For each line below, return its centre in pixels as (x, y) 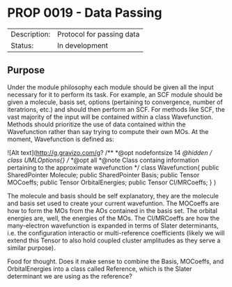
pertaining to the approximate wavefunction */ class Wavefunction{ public (113, 167)
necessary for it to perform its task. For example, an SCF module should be (115, 94)
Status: (22, 45)
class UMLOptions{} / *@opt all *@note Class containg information (103, 160)
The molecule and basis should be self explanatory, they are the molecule (113, 196)
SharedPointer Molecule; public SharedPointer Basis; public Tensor (103, 175)
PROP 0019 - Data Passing (85, 13)
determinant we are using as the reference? (70, 276)
